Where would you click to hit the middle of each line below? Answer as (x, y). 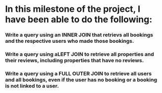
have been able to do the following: (79, 19)
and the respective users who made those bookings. (70, 41)
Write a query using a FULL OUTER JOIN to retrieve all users (79, 73)
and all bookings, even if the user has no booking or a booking (81, 80)
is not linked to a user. (32, 86)
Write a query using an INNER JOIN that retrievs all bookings (79, 35)
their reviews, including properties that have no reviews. (75, 61)
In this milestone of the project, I (73, 9)
